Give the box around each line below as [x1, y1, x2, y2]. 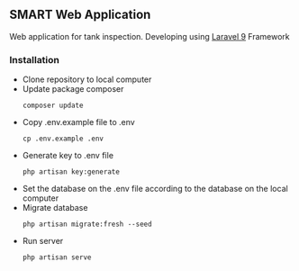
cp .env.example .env [22, 134, 104, 143]
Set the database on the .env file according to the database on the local [22, 184, 288, 194]
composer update [22, 101, 84, 111]
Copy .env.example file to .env [22, 117, 135, 128]
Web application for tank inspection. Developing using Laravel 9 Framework [9, 31, 290, 41]
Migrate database [22, 203, 88, 213]
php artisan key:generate [22, 167, 120, 176]
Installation [9, 53, 60, 66]
